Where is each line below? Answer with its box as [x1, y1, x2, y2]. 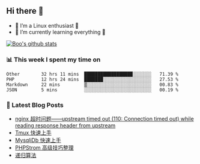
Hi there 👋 [6, 6, 44, 16]
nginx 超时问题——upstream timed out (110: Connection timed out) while [14, 115, 194, 123]
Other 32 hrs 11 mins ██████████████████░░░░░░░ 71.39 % [6, 71, 179, 77]
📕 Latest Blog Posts [6, 101, 64, 109]
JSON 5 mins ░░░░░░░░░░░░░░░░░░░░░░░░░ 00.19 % [6, 87, 179, 93]
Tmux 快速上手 [14, 129, 52, 136]
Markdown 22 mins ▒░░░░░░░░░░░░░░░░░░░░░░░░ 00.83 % [6, 82, 179, 88]
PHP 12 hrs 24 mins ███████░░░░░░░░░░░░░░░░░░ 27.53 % [6, 76, 179, 83]
